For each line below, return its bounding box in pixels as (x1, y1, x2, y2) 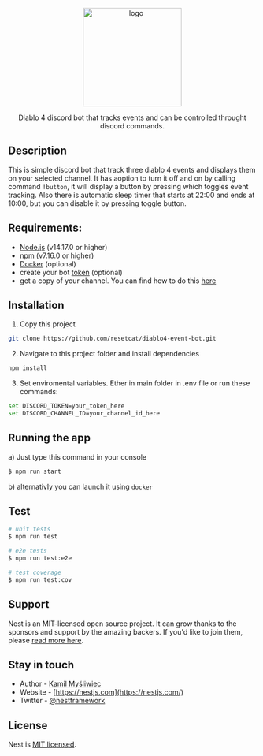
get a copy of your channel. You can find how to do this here (19, 276, 217, 285)
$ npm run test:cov (8, 575, 72, 583)
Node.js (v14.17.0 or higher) (19, 242, 108, 251)
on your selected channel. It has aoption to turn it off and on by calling (8, 173, 236, 183)
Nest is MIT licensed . (8, 739, 77, 749)
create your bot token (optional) (19, 267, 123, 277)
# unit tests (8, 525, 51, 534)
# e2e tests (8, 547, 47, 555)
